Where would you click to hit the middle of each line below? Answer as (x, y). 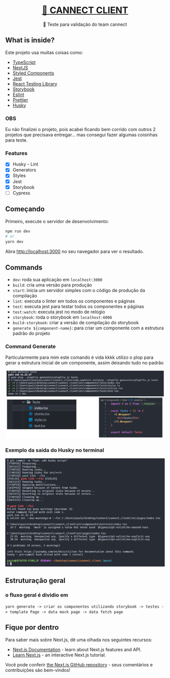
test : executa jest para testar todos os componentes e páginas (78, 306)
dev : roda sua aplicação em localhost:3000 (57, 279)
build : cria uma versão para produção (52, 285)
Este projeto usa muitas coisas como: (44, 52)
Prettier (20, 100)
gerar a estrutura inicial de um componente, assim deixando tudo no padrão (84, 363)
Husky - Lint (25, 164)
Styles (19, 176)
